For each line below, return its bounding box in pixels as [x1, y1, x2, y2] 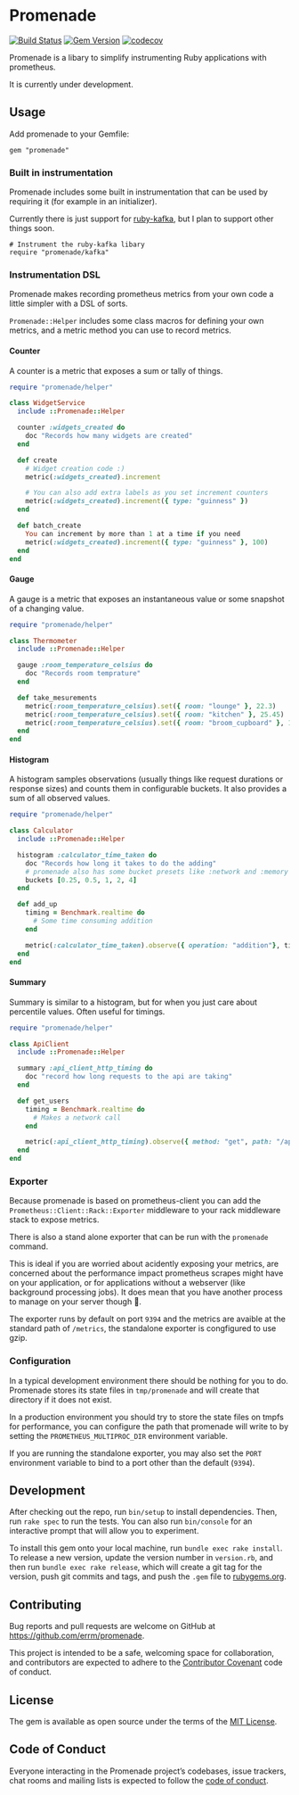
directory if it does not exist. [9, 1394, 113, 1405]
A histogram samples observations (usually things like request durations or [9, 773, 283, 785]
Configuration [9, 1355, 71, 1368]
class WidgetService [9, 399, 86, 408]
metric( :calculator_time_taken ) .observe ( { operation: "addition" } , [25, 940, 280, 950]
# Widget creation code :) [25, 464, 125, 473]
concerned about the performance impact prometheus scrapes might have [9, 1268, 284, 1278]
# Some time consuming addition [32, 916, 153, 926]
